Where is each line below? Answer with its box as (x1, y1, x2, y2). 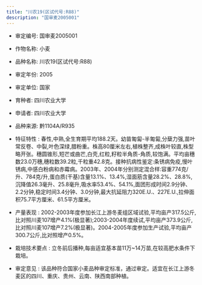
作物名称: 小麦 (15, 45, 50, 52)
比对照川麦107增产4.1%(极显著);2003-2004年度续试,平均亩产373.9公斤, (15, 216, 193, 223)
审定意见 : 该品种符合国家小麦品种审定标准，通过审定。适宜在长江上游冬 (15, 264, 195, 272)
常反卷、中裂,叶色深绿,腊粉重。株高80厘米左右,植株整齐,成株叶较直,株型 (15, 142, 194, 150)
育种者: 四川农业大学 (15, 96, 67, 104)
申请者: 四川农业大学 (15, 109, 67, 116)
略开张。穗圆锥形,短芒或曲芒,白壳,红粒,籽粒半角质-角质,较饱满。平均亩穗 (15, 150, 195, 158)
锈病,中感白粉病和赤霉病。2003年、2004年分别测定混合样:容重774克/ (15, 165, 189, 173)
